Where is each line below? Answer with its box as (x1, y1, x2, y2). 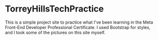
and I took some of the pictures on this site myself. (5, 29, 105, 35)
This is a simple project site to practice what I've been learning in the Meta (5, 19, 153, 25)
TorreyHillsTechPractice (5, 3, 104, 14)
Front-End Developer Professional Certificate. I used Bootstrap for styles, (5, 24, 151, 30)
